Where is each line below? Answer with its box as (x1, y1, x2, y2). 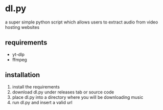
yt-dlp (12, 51, 25, 57)
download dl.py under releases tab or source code (12, 89, 114, 95)
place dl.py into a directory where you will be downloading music (12, 94, 143, 100)
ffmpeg (12, 57, 27, 63)
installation (5, 71, 40, 79)
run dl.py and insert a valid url (12, 99, 72, 105)
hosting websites (5, 24, 40, 30)
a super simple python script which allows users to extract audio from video (5, 19, 158, 25)
